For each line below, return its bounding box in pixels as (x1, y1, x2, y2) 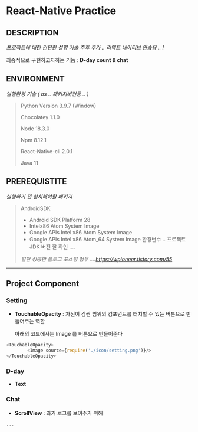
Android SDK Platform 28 (29, 216, 91, 223)
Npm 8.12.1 (20, 136, 47, 143)
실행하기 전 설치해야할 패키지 (6, 193, 72, 200)
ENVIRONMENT (6, 74, 65, 84)
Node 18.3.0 (20, 125, 50, 132)
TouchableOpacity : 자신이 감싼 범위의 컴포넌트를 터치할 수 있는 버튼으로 (14, 310, 185, 318)
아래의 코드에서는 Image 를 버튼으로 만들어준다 (14, 330, 123, 338)
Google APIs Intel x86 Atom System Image (29, 228, 133, 235)
